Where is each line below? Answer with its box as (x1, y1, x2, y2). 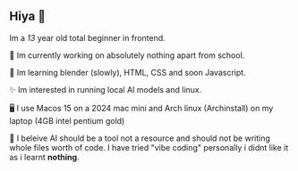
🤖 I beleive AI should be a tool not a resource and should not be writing (9, 133, 271, 143)
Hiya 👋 (9, 9, 47, 24)
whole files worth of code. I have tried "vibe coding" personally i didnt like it (9, 142, 289, 152)
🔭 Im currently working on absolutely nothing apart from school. (9, 50, 245, 61)
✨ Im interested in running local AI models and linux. (9, 84, 202, 94)
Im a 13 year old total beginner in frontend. (9, 32, 166, 43)
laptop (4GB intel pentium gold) (9, 115, 125, 126)
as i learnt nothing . (9, 151, 80, 162)
